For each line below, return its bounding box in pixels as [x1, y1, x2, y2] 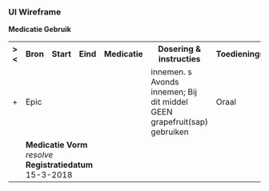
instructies [159, 54, 201, 65]
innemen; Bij [151, 86, 198, 97]
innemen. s [151, 66, 192, 78]
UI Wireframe [8, 6, 62, 18]
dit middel [151, 97, 188, 108]
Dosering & [157, 43, 202, 54]
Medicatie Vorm [25, 139, 88, 150]
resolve [25, 149, 54, 161]
